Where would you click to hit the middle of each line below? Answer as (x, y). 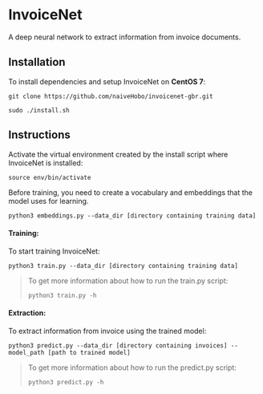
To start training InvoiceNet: (54, 251)
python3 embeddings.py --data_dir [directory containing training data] (132, 215)
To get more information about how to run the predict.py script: (132, 368)
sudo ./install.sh (39, 110)
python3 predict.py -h (66, 382)
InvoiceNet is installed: (46, 163)
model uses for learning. (49, 201)
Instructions (39, 135)
